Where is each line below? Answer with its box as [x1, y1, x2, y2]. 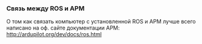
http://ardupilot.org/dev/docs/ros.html [6, 31, 102, 38]
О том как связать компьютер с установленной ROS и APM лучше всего [6, 18, 196, 25]
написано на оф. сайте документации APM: [6, 24, 120, 31]
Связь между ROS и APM [6, 4, 84, 13]
